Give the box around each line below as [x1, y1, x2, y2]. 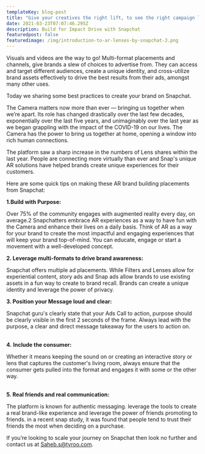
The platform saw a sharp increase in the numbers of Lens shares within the [6, 148, 198, 156]
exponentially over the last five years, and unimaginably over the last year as [6, 117, 199, 124]
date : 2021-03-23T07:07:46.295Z [6, 20, 88, 26]
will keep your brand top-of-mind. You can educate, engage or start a [6, 236, 181, 243]
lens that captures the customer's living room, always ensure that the [6, 360, 180, 366]
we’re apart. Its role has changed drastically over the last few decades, [6, 111, 184, 118]
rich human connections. [6, 137, 69, 144]
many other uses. [6, 80, 50, 88]
